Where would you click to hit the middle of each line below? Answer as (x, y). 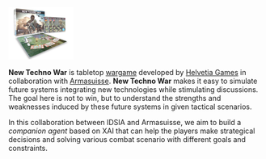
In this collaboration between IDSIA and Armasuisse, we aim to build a (125, 122)
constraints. (28, 148)
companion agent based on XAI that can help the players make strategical (132, 131)
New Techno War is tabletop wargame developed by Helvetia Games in (127, 72)
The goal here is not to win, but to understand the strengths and (115, 98)
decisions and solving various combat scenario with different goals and (127, 139)
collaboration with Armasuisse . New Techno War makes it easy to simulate (133, 81)
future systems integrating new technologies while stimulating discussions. (133, 89)
